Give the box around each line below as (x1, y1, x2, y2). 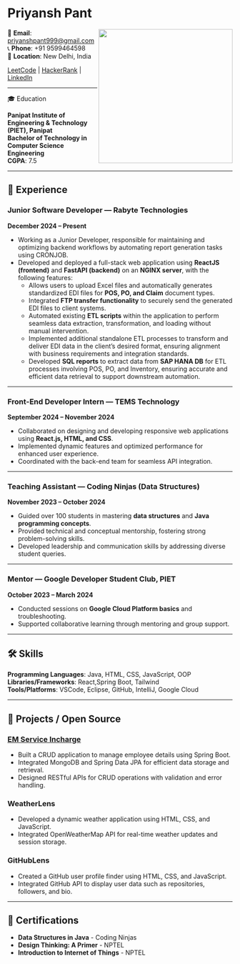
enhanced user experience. (17, 449, 99, 458)
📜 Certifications (7, 915, 79, 926)
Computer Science (7, 141, 64, 149)
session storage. (17, 838, 67, 846)
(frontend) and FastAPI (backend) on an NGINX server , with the (17, 266, 209, 274)
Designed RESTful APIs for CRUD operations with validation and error (17, 773, 223, 782)
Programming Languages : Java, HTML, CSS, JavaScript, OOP (7, 670, 191, 679)
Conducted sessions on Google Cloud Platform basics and (17, 604, 193, 612)
